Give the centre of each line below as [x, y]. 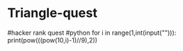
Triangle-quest [52, 13]
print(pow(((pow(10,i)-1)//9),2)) [52, 40]
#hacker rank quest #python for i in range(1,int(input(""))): [92, 33]
